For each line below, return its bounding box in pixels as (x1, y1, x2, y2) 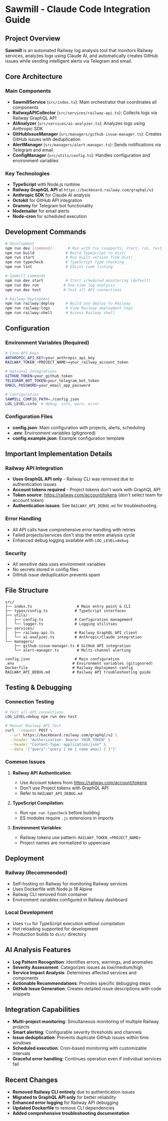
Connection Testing (5, 698, 54, 705)
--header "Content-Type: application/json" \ (9, 742, 106, 747)
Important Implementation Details (5, 450, 112, 458)
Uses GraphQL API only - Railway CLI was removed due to (12, 476, 134, 482)
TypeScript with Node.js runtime (12, 181, 80, 187)
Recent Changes (5, 1075, 58, 1084)
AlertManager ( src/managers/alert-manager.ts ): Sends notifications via (12, 141, 161, 147)
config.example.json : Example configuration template (12, 435, 125, 441)
